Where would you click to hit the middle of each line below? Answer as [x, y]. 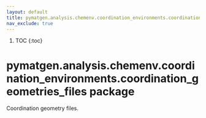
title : [15, 18]
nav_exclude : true [30, 23]
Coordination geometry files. [42, 108]
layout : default [27, 12]
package [112, 91]
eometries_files [47, 91]
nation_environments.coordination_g [103, 79]
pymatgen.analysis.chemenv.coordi [101, 65]
